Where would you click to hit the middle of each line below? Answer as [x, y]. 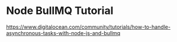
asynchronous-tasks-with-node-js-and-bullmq [63, 33]
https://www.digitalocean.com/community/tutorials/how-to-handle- [88, 27]
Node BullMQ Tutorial [60, 11]
